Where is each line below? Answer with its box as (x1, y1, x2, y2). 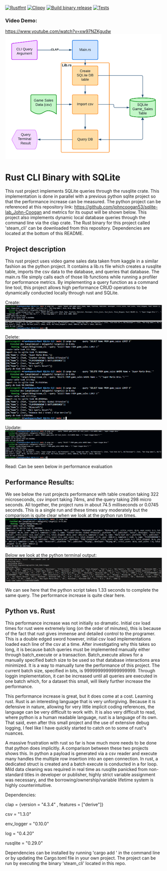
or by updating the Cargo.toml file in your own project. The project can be (5, 855, 156, 861)
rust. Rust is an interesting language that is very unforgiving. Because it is (5, 699, 156, 705)
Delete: (5, 334, 20, 340)
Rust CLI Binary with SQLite (5, 172, 121, 183)
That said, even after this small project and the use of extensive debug (5, 720, 150, 726)
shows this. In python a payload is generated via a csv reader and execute (5, 750, 158, 756)
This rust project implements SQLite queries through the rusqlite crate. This (5, 188, 160, 194)
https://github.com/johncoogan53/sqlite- (74, 204, 158, 210)
